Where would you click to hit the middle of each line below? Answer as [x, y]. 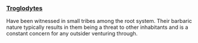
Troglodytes [25, 8]
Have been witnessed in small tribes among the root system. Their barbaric [99, 21]
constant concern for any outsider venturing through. [72, 34]
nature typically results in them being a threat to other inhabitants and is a [97, 27]
